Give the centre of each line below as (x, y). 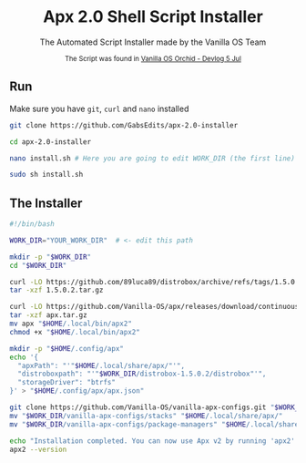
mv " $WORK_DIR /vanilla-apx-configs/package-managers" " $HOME (128, 424)
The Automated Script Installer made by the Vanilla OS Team (153, 42)
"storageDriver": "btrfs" (67, 383)
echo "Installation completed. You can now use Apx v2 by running (138, 441)
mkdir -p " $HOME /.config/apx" (67, 348)
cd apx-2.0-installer (51, 142)
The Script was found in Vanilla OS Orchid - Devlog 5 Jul (153, 58)
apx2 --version (38, 449)
